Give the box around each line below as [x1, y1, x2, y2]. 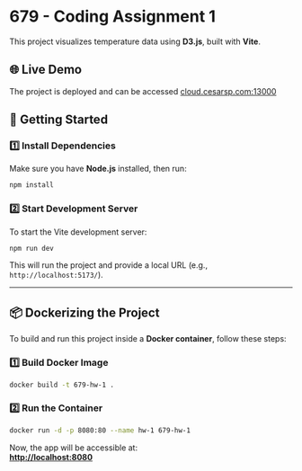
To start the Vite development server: [9, 227, 147, 237]
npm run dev [9, 244, 54, 253]
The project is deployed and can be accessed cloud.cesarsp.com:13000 [9, 85, 277, 96]
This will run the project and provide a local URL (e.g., [9, 260, 209, 271]
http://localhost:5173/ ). [9, 270, 103, 280]
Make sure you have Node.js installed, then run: [9, 164, 187, 174]
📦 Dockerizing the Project [9, 305, 160, 320]
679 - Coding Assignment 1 [9, 6, 216, 27]
